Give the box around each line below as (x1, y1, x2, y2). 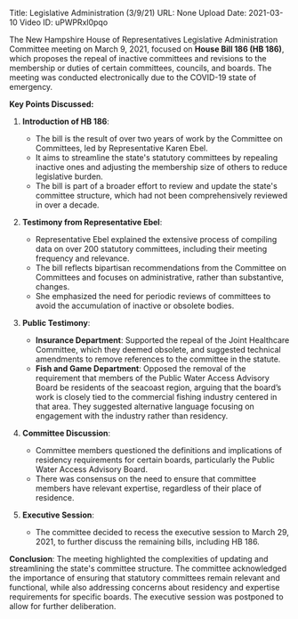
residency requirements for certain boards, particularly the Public (35, 454, 276, 465)
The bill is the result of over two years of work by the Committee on (35, 134, 283, 143)
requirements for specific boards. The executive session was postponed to (9, 591, 284, 602)
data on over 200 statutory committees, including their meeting (35, 244, 268, 254)
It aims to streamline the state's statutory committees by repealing (35, 152, 278, 163)
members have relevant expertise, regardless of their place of (35, 483, 262, 493)
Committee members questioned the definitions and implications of (35, 445, 283, 455)
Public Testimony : (21, 318, 91, 328)
